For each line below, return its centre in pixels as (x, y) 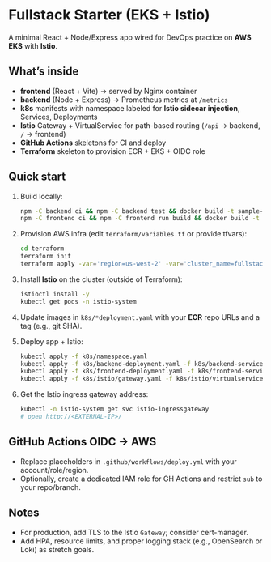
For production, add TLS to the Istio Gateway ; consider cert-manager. (134, 532)
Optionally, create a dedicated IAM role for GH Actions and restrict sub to (141, 479)
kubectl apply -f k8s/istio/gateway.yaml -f (96, 379)
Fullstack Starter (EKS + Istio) (109, 15)
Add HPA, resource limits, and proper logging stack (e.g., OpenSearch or (141, 541)
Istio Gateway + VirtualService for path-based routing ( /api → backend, (140, 125)
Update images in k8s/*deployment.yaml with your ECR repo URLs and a (140, 317)
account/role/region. (54, 470)
